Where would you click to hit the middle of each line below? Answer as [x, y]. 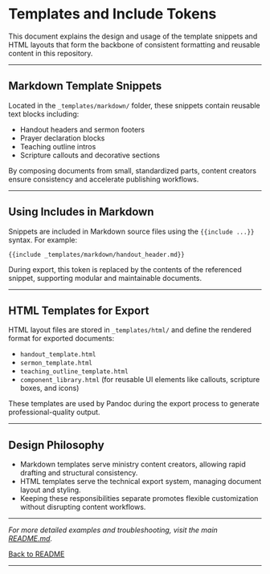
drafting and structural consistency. [79, 473]
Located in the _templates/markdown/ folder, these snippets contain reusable [135, 105]
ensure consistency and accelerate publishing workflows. [104, 179]
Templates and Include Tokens [112, 14]
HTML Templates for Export [79, 310]
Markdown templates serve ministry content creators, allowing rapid [133, 464]
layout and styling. [51, 490]
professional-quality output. [54, 412]
